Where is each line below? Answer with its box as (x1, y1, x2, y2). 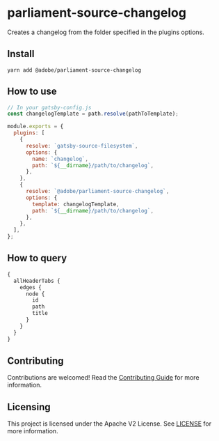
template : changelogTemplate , (32, 201, 120, 208)
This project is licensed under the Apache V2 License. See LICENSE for (7, 419, 212, 428)
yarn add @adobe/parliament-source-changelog (7, 66, 141, 74)
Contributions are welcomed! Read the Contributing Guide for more (7, 373, 200, 382)
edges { (19, 284, 42, 291)
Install (7, 48, 35, 60)
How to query (7, 252, 67, 264)
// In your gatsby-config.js (7, 104, 92, 111)
